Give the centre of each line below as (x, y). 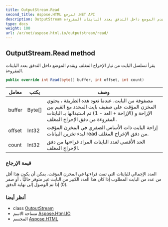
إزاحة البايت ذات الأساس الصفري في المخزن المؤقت (102, 127)
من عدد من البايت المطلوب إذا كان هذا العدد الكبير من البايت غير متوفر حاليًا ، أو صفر (84, 179)
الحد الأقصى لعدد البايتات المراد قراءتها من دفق (96, 141)
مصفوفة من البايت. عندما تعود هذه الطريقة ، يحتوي (100, 100)
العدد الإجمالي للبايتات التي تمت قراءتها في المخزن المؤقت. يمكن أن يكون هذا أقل (81, 173)
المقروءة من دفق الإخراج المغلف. (82, 119)
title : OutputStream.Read (32, 10)
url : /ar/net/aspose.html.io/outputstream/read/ (57, 33)
